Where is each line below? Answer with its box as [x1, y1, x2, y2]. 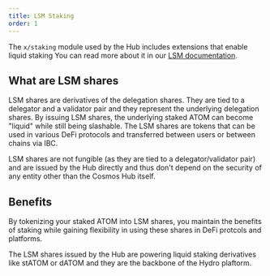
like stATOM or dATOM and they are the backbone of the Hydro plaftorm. [8, 258, 252, 268]
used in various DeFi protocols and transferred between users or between [8, 130, 255, 140]
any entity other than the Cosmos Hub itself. [8, 171, 156, 181]
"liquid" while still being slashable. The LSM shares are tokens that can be [8, 121, 255, 131]
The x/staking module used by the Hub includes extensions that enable [8, 41, 248, 51]
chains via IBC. [8, 139, 58, 149]
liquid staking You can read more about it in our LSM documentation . [8, 50, 238, 60]
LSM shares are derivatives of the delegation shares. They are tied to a [8, 95, 245, 106]
